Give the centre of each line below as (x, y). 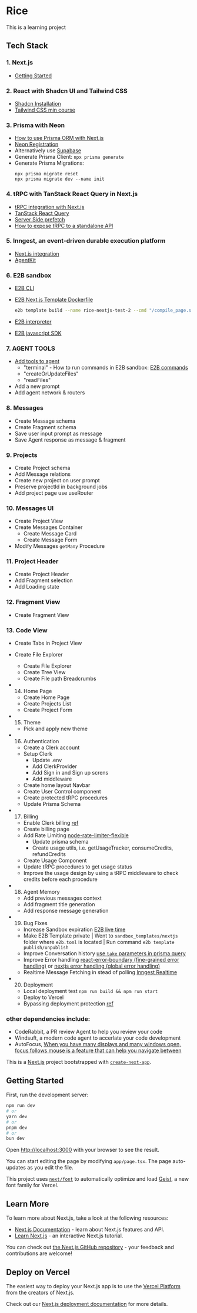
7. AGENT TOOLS (31, 348)
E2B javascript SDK (38, 333)
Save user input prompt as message (58, 433)
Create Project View (39, 521)
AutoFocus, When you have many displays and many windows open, (98, 1044)
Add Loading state (37, 587)
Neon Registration (36, 144)
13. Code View (27, 630)
